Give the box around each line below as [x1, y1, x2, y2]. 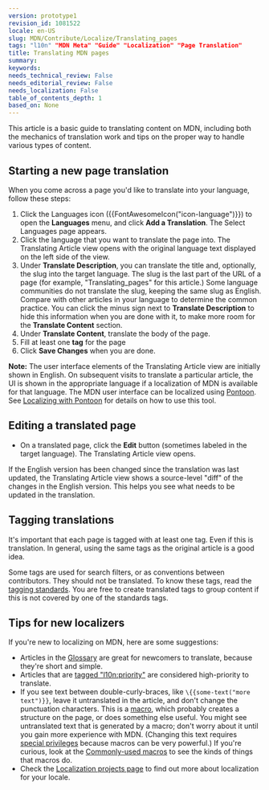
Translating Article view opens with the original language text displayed [19, 243, 256, 253]
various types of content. [8, 141, 92, 150]
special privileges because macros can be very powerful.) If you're [19, 739, 243, 748]
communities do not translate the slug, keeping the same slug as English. [19, 286, 262, 296]
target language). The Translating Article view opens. [19, 448, 196, 458]
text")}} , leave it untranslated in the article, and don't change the [19, 696, 238, 706]
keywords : [8, 64, 42, 72]
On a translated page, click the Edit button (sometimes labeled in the [19, 440, 247, 450]
